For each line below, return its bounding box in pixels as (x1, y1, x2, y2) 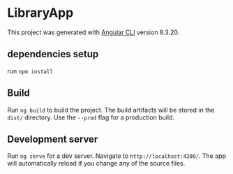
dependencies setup (7, 48, 99, 60)
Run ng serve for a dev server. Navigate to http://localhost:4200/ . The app (7, 152, 227, 160)
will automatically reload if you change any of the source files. (7, 159, 186, 168)
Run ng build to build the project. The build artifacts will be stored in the (7, 106, 215, 114)
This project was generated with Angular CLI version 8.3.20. (7, 28, 180, 36)
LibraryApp (7, 5, 74, 21)
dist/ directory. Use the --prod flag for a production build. (7, 113, 174, 122)
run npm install (7, 66, 54, 75)
